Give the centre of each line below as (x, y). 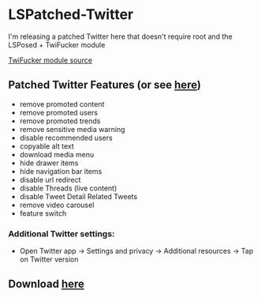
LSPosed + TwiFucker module (57, 44)
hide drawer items (49, 163)
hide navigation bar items (61, 171)
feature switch (43, 213)
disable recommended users (66, 138)
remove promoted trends (60, 121)
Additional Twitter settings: (62, 233)
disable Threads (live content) (68, 188)
